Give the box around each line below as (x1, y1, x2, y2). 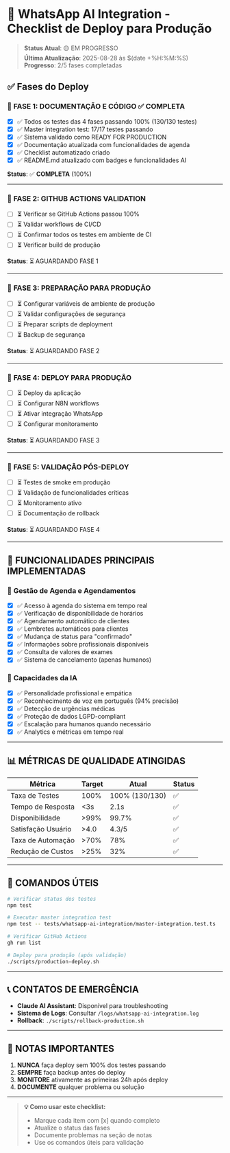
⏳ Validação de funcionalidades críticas (16, 489, 129, 497)
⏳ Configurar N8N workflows (16, 399, 99, 407)
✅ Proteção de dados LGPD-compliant (16, 712, 126, 720)
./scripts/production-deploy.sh (7, 958, 99, 965)
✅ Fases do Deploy (7, 81, 89, 93)
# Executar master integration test (7, 914, 112, 921)
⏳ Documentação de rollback (16, 509, 100, 517)
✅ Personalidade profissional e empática (16, 689, 132, 697)
